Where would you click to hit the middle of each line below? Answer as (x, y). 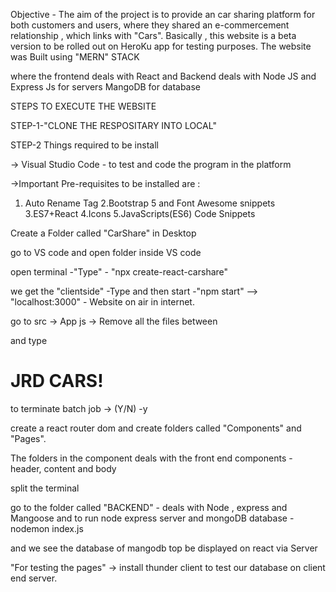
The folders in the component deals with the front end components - (151, 458)
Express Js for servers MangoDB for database (106, 87)
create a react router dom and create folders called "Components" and (156, 428)
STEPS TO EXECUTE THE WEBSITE (83, 106)
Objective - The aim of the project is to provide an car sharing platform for (163, 14)
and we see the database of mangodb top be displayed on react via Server (164, 548)
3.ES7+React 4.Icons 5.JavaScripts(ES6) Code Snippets (140, 213)
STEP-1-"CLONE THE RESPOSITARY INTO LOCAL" (113, 125)
